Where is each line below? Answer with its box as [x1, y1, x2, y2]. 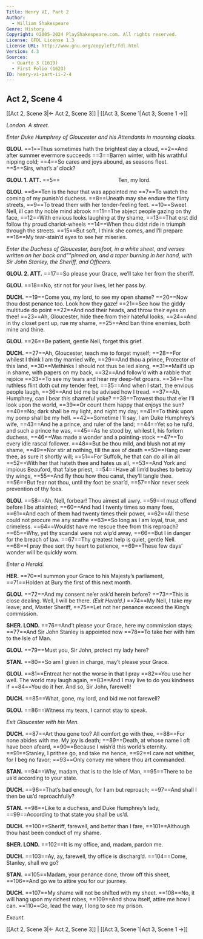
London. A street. [6, 122, 50, 129]
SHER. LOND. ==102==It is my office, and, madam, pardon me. [6, 841, 164, 848]
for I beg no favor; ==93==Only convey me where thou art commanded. [6, 756, 186, 764]
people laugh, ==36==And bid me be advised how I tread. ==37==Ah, [6, 388, 181, 396]
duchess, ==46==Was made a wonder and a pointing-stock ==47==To [6, 433, 184, 441]
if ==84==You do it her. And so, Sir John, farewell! [6, 683, 131, 691]
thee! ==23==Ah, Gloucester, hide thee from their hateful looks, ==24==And [6, 313, 197, 320]
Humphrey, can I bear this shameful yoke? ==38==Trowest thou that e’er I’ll [6, 395, 195, 402]
